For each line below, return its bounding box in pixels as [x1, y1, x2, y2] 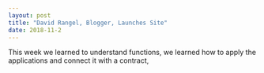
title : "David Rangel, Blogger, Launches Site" [8, 19, 168, 27]
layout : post [8, 11, 51, 20]
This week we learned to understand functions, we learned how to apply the [8, 48, 257, 57]
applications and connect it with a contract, [8, 56, 149, 65]
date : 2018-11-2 [8, 26, 62, 34]
